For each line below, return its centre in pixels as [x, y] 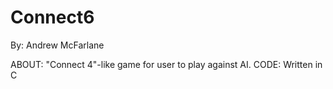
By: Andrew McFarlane [57, 45]
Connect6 [52, 17]
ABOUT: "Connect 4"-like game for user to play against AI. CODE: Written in [166, 64]
